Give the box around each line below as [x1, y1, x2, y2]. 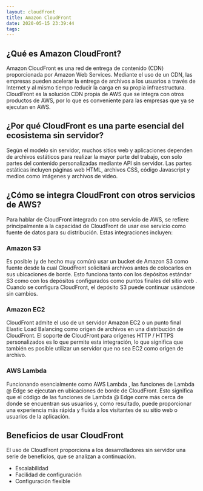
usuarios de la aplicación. [6, 413, 70, 420]
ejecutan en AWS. [6, 103, 51, 111]
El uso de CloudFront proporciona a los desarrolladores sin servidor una [6, 447, 186, 454]
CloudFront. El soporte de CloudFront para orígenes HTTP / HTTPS [6, 332, 174, 340]
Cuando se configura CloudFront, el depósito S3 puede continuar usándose [6, 284, 195, 291]
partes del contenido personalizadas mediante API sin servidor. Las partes [6, 159, 192, 167]
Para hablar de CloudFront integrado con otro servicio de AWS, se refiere [6, 215, 189, 223]
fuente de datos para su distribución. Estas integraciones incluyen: [6, 229, 173, 236]
